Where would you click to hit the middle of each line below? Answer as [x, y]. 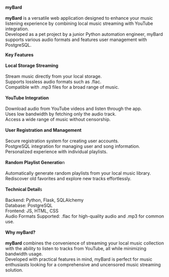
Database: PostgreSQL [29, 205]
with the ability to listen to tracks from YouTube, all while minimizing [76, 248]
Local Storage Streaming [32, 66]
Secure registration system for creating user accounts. [62, 141]
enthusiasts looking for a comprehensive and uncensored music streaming [83, 265]
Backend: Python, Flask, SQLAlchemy [45, 200]
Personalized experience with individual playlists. [56, 152]
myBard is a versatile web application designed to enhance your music [79, 18]
